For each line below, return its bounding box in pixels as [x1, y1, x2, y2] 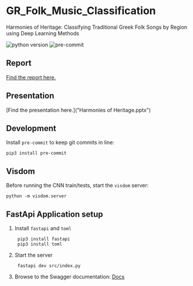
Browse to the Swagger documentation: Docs [14, 273, 125, 280]
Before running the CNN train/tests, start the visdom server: [6, 182, 149, 189]
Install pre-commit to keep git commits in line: [6, 139, 114, 146]
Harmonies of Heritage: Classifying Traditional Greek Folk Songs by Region [6, 23, 188, 31]
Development [6, 123, 57, 133]
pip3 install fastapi [17, 236, 70, 242]
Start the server [14, 251, 53, 258]
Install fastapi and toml [14, 225, 72, 231]
